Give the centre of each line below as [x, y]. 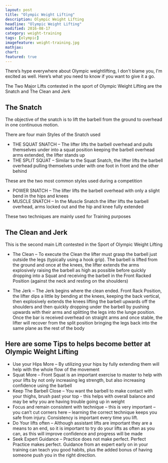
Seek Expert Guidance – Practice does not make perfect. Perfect [79, 439]
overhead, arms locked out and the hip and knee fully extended [78, 207]
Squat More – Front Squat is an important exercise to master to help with [87, 375]
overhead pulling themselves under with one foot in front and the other [86, 166]
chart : [12, 52]
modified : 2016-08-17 [28, 29]
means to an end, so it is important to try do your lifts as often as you [83, 428]
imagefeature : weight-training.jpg [42, 43]
